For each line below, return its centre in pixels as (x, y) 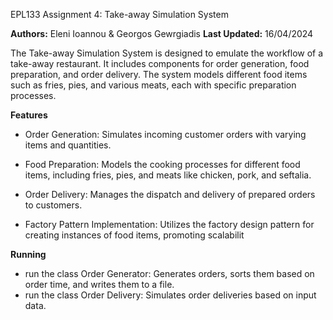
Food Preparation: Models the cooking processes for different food (162, 164)
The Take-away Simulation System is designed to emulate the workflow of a (167, 53)
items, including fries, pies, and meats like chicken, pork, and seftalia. (168, 175)
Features (29, 115)
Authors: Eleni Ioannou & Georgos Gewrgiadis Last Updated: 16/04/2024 (162, 33)
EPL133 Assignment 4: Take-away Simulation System (119, 14)
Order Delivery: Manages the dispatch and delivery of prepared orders (170, 194)
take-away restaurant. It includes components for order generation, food (160, 63)
